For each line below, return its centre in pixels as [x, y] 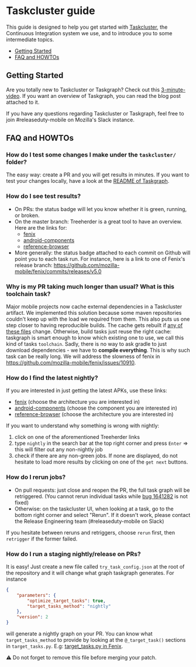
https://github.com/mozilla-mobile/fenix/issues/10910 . [71, 363]
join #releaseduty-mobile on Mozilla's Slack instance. [70, 120]
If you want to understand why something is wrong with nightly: [83, 426]
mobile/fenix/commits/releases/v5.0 [58, 271]
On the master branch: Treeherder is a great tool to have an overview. [98, 222]
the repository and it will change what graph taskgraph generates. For [90, 573]
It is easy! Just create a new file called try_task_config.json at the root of [95, 566]
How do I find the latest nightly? [52, 377]
